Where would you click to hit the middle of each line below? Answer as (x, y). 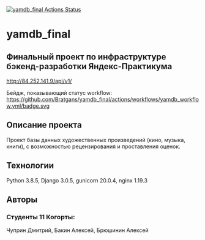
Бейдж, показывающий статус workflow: (59, 93)
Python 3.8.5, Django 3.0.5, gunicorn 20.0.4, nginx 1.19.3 (77, 180)
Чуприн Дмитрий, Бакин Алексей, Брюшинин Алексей (77, 230)
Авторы (22, 200)
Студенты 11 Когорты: (41, 217)
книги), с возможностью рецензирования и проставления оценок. (93, 146)
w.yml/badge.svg (28, 106)
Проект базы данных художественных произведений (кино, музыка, (96, 140)
